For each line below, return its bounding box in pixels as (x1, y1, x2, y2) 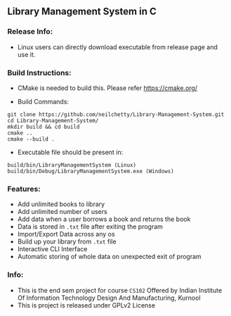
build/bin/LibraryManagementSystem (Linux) (7, 161, 137, 168)
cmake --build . (7, 135, 55, 143)
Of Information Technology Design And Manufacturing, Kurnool (17, 293, 202, 302)
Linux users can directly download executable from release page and (17, 42, 218, 51)
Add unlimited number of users (17, 208, 107, 216)
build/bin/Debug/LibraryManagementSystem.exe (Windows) (7, 168, 174, 175)
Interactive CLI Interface (17, 245, 88, 253)
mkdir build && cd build (7, 123, 80, 130)
